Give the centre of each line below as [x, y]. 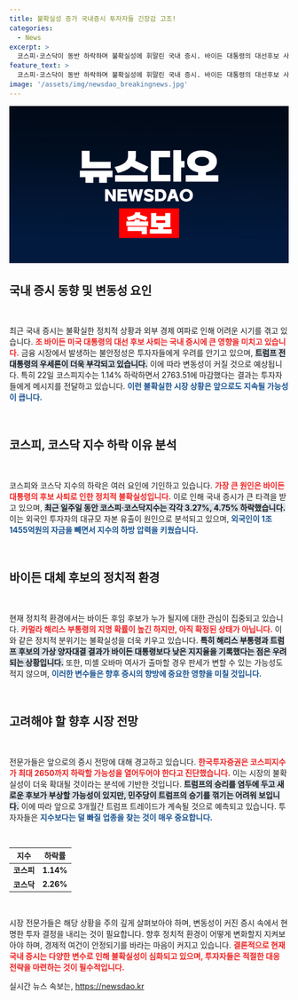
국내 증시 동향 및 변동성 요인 [81, 290]
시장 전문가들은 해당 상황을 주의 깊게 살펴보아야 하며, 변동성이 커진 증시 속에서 [144, 923]
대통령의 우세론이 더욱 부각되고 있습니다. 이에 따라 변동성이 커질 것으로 [130, 364]
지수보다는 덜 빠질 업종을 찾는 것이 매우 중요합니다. [126, 817]
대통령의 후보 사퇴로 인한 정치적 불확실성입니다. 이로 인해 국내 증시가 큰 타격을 [143, 496]
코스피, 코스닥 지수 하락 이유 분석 [93, 445]
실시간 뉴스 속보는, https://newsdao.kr [77, 986]
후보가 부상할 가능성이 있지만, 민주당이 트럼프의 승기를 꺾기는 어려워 [141, 795]
